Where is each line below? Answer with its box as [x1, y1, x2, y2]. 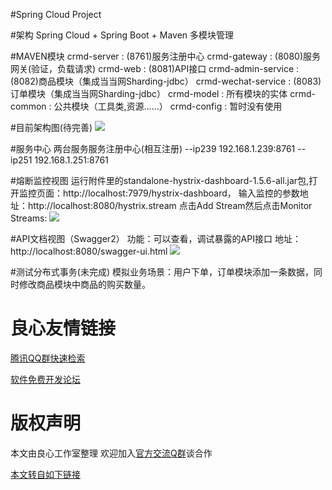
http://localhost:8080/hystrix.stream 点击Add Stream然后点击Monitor [27, 200, 313, 211]
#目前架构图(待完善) [10, 122, 93, 133]
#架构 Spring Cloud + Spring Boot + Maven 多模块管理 [10, 29, 235, 41]
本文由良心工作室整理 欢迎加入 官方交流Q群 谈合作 [10, 447, 213, 459]
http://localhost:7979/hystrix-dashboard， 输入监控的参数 [62, 187, 300, 199]
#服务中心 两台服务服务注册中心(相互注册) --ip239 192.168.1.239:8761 [10, 143, 296, 154]
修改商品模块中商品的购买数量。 [18, 279, 151, 290]
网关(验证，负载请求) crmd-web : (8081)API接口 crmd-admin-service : [10, 63, 300, 74]
